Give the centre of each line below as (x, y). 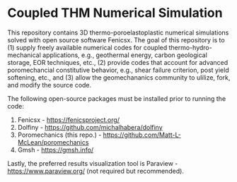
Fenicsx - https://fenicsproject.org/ (69, 120)
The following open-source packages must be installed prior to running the (117, 98)
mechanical (24, 55)
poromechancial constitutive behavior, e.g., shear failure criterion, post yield (118, 70)
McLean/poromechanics (53, 142)
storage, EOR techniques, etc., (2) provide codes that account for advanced (118, 62)
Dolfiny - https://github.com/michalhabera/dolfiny (90, 127)
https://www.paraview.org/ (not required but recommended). (96, 171)
